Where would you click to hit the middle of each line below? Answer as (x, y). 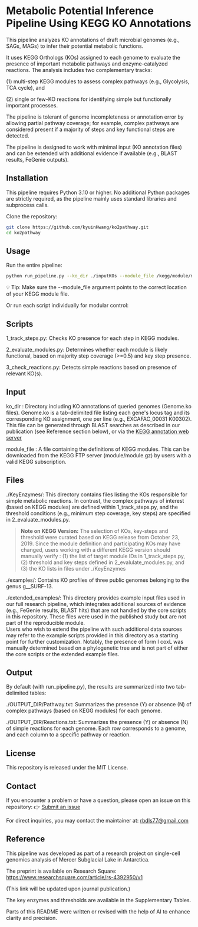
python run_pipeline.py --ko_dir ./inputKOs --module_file (80, 276)
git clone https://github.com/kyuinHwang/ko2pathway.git (77, 227)
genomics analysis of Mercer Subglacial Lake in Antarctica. (78, 859)
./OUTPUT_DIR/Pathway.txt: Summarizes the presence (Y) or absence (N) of (99, 705)
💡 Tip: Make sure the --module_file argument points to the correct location (96, 287)
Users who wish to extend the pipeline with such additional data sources (94, 629)
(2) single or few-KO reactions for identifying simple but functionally (89, 99)
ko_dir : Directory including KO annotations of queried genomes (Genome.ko (99, 406)
